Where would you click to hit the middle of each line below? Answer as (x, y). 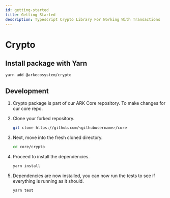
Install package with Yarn (46, 63)
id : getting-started (27, 10)
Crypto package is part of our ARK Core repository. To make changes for (89, 103)
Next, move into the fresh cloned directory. (58, 137)
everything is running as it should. (48, 181)
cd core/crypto (29, 147)
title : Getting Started (31, 15)
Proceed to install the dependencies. (51, 156)
